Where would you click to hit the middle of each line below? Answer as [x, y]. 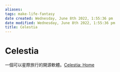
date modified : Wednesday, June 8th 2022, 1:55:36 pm [60, 23]
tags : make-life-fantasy [30, 14]
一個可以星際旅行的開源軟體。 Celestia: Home [50, 65]
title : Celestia [21, 27]
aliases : [14, 9]
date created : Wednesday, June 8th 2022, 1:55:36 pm [59, 18]
